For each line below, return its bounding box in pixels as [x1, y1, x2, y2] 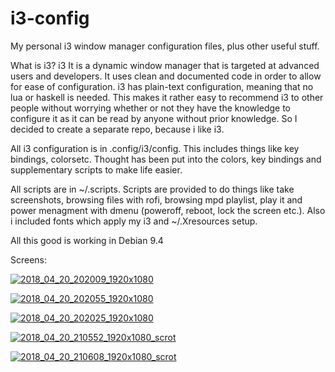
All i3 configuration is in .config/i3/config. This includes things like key [10, 142, 300, 154]
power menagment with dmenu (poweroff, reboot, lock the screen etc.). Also [10, 204, 326, 216]
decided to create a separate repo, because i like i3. [10, 123, 225, 135]
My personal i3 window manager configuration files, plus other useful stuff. [10, 40, 320, 52]
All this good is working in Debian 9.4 [10, 234, 164, 246]
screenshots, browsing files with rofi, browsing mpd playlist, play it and [10, 193, 303, 206]
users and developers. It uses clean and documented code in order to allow [10, 70, 322, 82]
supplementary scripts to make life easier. [10, 163, 183, 176]
